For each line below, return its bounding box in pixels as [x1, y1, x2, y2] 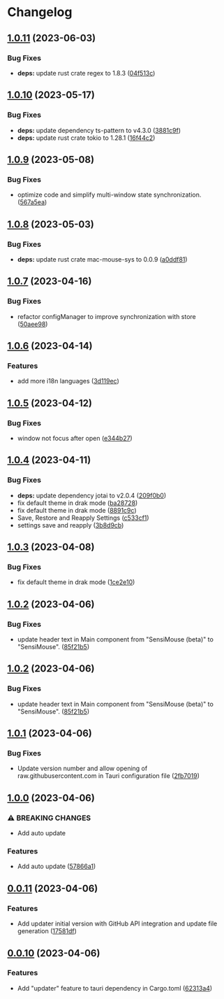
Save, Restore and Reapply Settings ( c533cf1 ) [17, 513, 149, 522]
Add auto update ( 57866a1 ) [17, 862, 96, 871]
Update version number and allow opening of [17, 764, 148, 773]
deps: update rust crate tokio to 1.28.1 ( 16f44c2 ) [17, 134, 156, 142]
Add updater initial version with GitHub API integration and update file [17, 919, 218, 928]
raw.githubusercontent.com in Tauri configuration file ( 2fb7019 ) [17, 772, 200, 780]
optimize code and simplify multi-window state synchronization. [17, 190, 202, 199]
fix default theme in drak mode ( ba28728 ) [17, 498, 138, 507]
